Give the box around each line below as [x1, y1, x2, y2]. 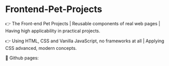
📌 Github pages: [5, 54, 39, 61]
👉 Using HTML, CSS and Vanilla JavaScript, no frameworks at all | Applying [5, 38, 164, 44]
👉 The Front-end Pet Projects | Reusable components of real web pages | [5, 20, 160, 26]
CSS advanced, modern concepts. [5, 45, 77, 51]
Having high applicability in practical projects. [5, 28, 100, 34]
